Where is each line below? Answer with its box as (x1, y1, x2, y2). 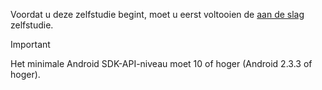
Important (10, 39, 51, 50)
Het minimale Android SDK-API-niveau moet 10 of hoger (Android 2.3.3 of (10, 58, 313, 69)
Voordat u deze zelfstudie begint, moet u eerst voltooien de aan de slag (10, 9, 305, 20)
